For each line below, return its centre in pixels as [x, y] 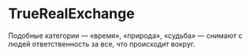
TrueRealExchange [72, 14]
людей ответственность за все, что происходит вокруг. [102, 43]
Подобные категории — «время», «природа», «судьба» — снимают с [125, 35]
